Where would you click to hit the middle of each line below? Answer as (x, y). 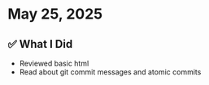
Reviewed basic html (54, 63)
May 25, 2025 (55, 14)
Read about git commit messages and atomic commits (110, 72)
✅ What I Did (40, 44)
